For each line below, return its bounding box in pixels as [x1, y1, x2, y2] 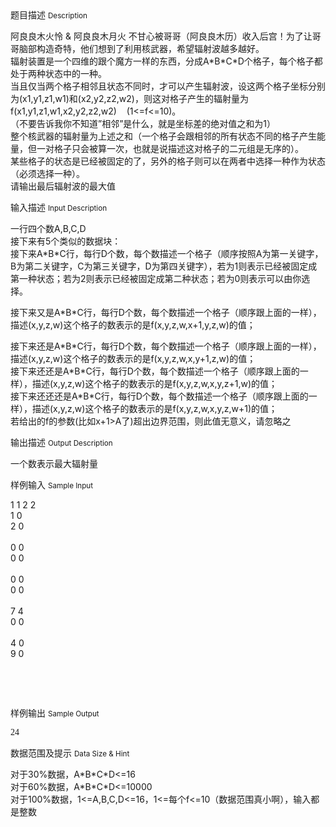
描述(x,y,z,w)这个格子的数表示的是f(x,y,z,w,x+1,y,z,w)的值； [10, 319, 256, 331]
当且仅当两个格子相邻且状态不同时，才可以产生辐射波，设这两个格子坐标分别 [10, 80, 326, 92]
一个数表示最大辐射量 [10, 458, 98, 469]
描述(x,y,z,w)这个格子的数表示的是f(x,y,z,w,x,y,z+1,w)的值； [31, 378, 278, 389]
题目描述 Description [10, 9, 88, 21]
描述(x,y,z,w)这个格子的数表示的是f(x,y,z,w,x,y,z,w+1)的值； [31, 403, 278, 414]
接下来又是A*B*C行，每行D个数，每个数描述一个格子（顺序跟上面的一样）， [10, 307, 322, 318]
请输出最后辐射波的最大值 [10, 180, 116, 192]
